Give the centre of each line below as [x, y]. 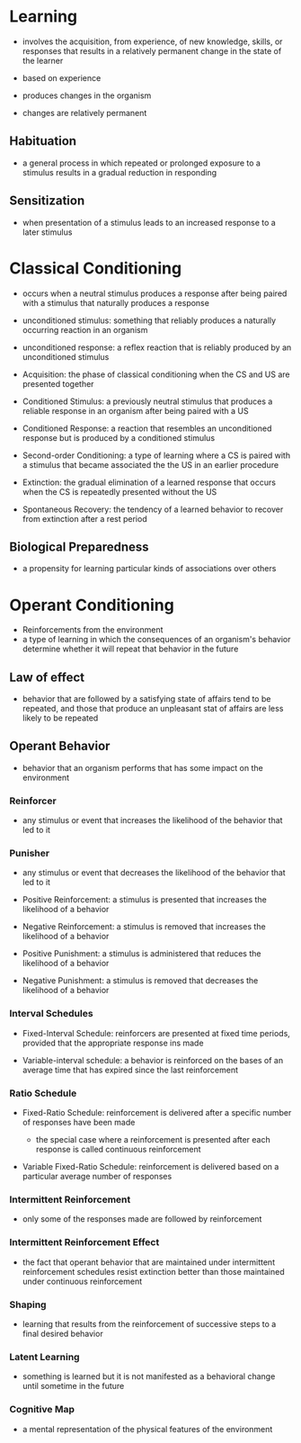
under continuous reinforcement [82, 1281]
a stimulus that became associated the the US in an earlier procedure [150, 464]
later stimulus [47, 232]
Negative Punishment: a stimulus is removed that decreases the [140, 981]
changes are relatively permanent [84, 112]
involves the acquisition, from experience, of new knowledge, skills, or [152, 41]
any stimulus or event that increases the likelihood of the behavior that [152, 820]
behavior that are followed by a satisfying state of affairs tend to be [146, 699]
